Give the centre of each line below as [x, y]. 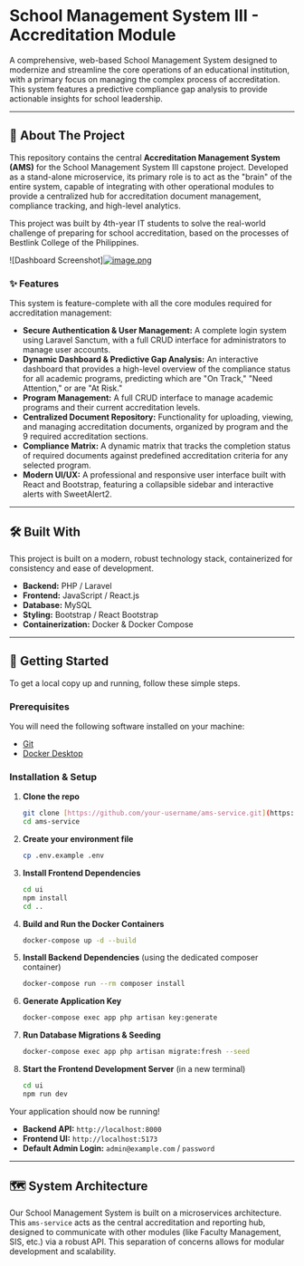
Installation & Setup [53, 777]
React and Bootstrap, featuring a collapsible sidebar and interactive [148, 485]
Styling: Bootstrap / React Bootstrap [90, 614]
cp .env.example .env [63, 856]
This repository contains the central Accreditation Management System [145, 157]
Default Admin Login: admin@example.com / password [119, 1148]
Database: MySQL [57, 604]
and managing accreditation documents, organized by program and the [155, 427]
